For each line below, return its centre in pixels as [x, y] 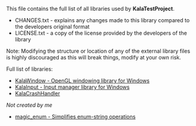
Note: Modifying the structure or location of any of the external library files [98, 51]
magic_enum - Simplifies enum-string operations [75, 117]
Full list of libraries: [29, 69]
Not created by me [29, 105]
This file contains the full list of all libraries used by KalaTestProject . [91, 9]
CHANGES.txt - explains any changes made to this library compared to [102, 20]
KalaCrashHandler [37, 93]
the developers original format [52, 27]
